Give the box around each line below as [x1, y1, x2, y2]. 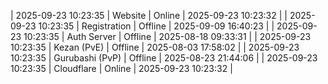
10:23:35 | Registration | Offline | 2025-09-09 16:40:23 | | [38, 20, 275, 32]
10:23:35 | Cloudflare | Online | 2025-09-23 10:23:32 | [10, 63, 233, 74]
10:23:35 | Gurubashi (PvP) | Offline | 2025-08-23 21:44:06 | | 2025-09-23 [10, 52, 318, 64]
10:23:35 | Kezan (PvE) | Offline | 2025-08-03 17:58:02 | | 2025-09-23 [10, 41, 300, 53]
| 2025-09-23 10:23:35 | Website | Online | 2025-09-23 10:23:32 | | [10, 10, 288, 21]
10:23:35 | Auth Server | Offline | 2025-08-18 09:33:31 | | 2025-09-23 [23, 31, 312, 42]
